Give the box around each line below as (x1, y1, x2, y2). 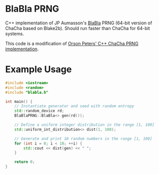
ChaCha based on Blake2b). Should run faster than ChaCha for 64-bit (5, 25, 150, 31)
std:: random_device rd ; (14, 109, 65, 114)
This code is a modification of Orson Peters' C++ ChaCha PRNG (5, 40, 139, 46)
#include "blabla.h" (5, 90, 49, 95)
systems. (5, 30, 24, 37)
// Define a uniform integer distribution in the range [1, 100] (14, 122, 155, 127)
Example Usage (5, 64, 72, 75)
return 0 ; (14, 159, 35, 165)
